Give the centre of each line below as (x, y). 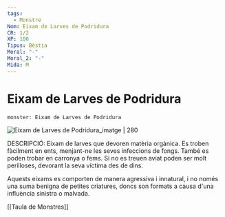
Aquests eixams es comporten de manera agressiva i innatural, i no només (113, 178)
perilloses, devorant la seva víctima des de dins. (75, 165)
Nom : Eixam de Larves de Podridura (58, 26)
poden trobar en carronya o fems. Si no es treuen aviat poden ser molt (107, 158)
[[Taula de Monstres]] (38, 207)
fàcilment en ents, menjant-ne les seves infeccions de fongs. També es (108, 151)
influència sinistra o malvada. (49, 193)
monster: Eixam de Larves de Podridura (64, 117)
